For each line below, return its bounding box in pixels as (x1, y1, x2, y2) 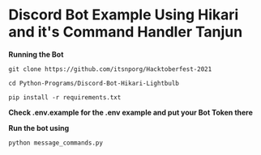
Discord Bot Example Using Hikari (8, 6, 239, 24)
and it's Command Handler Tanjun (8, 23, 243, 41)
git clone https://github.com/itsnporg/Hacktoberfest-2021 (8, 65, 212, 73)
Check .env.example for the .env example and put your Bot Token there (8, 107, 254, 117)
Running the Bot (8, 49, 64, 59)
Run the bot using (8, 123, 70, 132)
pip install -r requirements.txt (8, 93, 122, 102)
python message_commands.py (8, 139, 104, 147)
